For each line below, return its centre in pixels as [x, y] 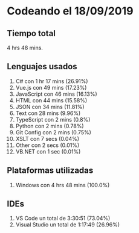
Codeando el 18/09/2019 [70, 11]
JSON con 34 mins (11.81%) [50, 107]
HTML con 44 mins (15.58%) [51, 100]
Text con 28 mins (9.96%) [48, 113]
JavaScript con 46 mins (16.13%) [56, 94]
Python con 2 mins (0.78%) [50, 126]
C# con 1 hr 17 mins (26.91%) [52, 81]
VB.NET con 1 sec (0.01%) [48, 151]
